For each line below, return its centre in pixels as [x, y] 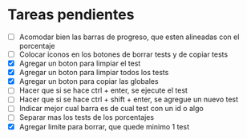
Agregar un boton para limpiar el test [80, 64]
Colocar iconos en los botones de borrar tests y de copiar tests [123, 54]
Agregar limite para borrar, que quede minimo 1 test [104, 126]
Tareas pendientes [71, 15]
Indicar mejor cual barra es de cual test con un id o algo [111, 109]
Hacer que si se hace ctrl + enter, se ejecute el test [103, 90]
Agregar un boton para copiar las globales [89, 81]
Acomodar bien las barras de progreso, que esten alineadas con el [129, 37]
